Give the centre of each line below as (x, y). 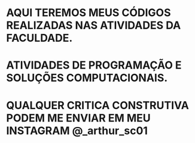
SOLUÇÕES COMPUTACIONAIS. (87, 78)
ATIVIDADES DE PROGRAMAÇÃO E (94, 65)
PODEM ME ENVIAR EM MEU (78, 118)
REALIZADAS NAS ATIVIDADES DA (94, 25)
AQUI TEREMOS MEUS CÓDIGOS (89, 13)
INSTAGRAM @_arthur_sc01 (77, 130)
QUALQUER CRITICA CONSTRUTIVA (98, 105)
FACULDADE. (39, 38)
